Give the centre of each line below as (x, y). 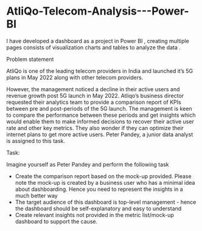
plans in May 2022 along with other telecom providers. (75, 77)
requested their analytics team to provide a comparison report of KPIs (94, 102)
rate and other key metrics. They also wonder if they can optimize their (95, 128)
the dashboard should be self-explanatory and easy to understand (98, 209)
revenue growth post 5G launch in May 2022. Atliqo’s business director (95, 95)
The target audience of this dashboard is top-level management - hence (106, 202)
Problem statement (30, 59)
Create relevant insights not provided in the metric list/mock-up (95, 215)
